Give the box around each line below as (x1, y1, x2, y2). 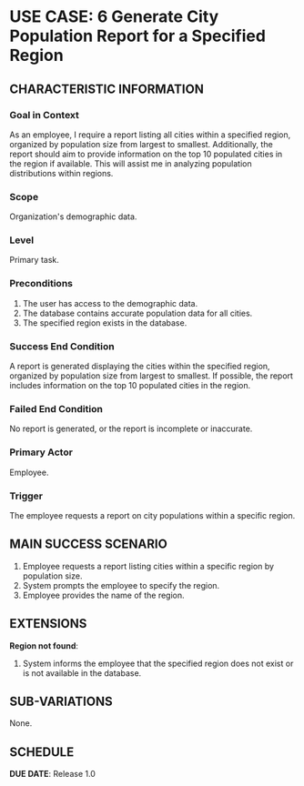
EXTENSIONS (9, 616, 87, 631)
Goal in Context (9, 108, 80, 121)
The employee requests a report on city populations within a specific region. (9, 509, 296, 520)
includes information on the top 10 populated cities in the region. (9, 380, 251, 391)
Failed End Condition (9, 402, 103, 415)
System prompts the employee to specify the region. (22, 579, 220, 590)
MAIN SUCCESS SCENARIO (9, 537, 168, 552)
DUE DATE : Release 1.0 (9, 769, 96, 780)
